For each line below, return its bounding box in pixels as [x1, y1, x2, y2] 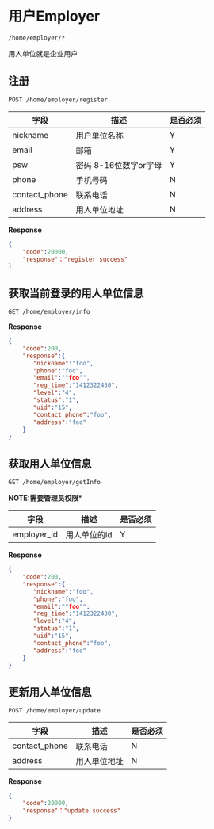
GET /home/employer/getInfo [8, 479, 101, 487]
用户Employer [8, 7, 101, 25]
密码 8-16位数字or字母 [75, 159, 162, 170]
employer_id [12, 529, 58, 540]
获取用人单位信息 [8, 457, 92, 470]
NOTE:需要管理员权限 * [8, 493, 82, 503]
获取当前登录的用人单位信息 [8, 286, 144, 300]
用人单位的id [65, 529, 113, 541]
